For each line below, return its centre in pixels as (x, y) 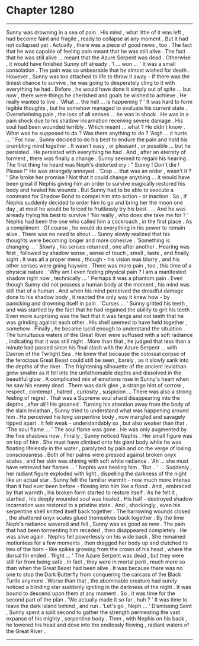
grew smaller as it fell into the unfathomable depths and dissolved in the (94, 373)
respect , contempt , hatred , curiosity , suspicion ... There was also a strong (99, 392)
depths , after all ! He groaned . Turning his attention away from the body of (98, 404)
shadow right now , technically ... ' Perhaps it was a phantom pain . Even (94, 278)
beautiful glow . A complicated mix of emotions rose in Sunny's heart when (98, 379)
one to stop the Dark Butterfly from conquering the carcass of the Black (94, 574)
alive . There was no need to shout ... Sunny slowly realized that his (88, 234)
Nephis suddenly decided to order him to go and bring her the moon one (95, 202)
